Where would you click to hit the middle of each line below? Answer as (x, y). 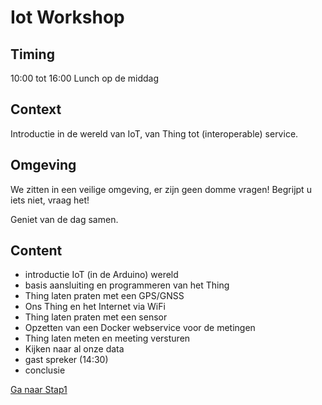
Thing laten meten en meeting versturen (107, 338)
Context (36, 109)
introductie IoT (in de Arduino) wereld (101, 275)
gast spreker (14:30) (66, 360)
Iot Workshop (67, 17)
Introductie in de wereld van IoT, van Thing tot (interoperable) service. (154, 133)
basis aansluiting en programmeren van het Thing (127, 285)
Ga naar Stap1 (39, 390)
